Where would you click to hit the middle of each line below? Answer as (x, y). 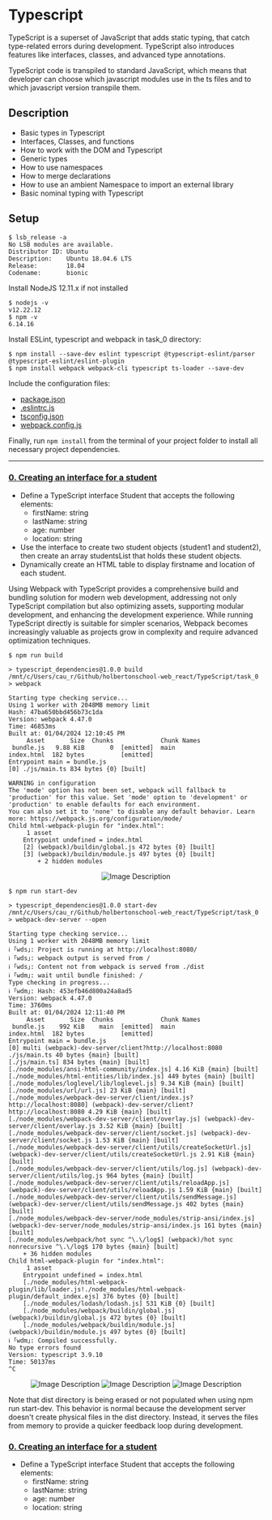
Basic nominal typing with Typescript (82, 193)
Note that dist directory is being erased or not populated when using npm (131, 1399)
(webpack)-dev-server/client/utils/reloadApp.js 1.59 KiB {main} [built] (136, 1190)
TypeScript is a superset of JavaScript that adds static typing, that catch (129, 37)
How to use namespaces (62, 167)
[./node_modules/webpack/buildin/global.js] (99, 1311)
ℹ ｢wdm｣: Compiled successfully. (63, 1341)
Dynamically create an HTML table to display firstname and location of (137, 564)
